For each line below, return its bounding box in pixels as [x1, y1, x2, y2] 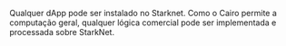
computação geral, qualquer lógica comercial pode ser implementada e [9, 17, 277, 28]
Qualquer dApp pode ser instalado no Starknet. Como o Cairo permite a [9, 8, 277, 18]
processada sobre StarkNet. [9, 27, 115, 37]
